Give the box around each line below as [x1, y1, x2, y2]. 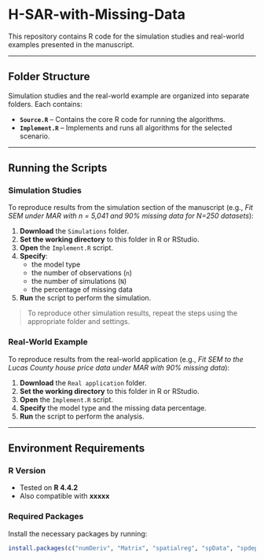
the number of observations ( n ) [31, 268, 132, 278]
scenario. [19, 131, 50, 141]
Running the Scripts [8, 161, 108, 175]
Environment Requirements [8, 442, 145, 455]
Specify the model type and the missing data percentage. [19, 403, 207, 412]
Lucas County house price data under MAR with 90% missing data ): [8, 363, 230, 372]
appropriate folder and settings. [27, 317, 130, 326]
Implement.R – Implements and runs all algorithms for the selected [19, 123, 233, 132]
